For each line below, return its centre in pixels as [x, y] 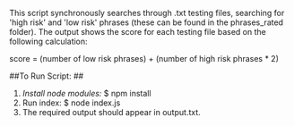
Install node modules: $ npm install [86, 93]
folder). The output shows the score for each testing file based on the [138, 32]
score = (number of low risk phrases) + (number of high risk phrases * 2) [144, 59]
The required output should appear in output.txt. [112, 112]
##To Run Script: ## [47, 76]
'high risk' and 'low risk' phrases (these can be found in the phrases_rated [147, 22]
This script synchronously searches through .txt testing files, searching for [147, 13]
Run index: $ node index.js [71, 103]
